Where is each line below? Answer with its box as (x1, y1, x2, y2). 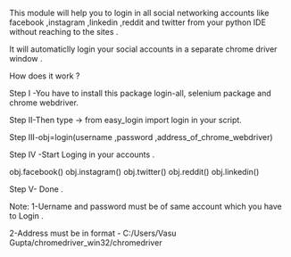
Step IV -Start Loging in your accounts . (9, 149, 155, 160)
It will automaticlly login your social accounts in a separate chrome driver (9, 44, 278, 54)
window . (9, 54, 43, 63)
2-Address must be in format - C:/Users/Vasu (9, 228, 177, 238)
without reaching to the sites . (9, 27, 119, 37)
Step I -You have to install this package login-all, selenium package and (9, 88, 272, 98)
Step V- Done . (9, 184, 64, 195)
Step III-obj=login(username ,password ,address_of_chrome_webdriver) (9, 132, 274, 142)
